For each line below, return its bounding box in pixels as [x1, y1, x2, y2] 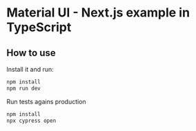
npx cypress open [6, 117, 57, 124]
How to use [6, 47, 56, 59]
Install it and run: [6, 65, 55, 73]
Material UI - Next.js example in [6, 5, 190, 21]
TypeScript [6, 19, 72, 35]
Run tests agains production [6, 97, 87, 105]
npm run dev [6, 85, 41, 92]
